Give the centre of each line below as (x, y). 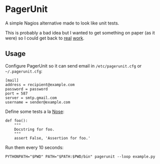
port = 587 (16, 93)
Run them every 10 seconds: (34, 147)
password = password (27, 89)
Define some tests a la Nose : (35, 111)
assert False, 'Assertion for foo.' (52, 138)
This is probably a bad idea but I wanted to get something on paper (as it (80, 32)
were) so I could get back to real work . (45, 38)
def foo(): (16, 120)
